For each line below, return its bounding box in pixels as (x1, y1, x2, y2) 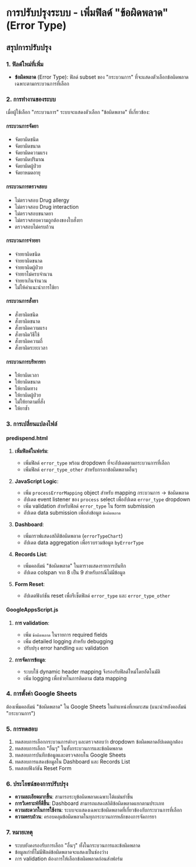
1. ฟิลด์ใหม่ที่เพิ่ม (6, 60, 44, 68)
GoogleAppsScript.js (6, 606, 59, 613)
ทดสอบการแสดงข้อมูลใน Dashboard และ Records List (14, 758, 131, 765)
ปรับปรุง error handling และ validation (23, 644, 109, 652)
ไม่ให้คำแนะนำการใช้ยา (14, 283, 59, 290)
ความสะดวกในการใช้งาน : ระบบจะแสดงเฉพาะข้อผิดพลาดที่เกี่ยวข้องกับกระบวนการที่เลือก (14, 806, 182, 814)
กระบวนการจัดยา (6, 122, 39, 129)
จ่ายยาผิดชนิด (14, 250, 41, 257)
